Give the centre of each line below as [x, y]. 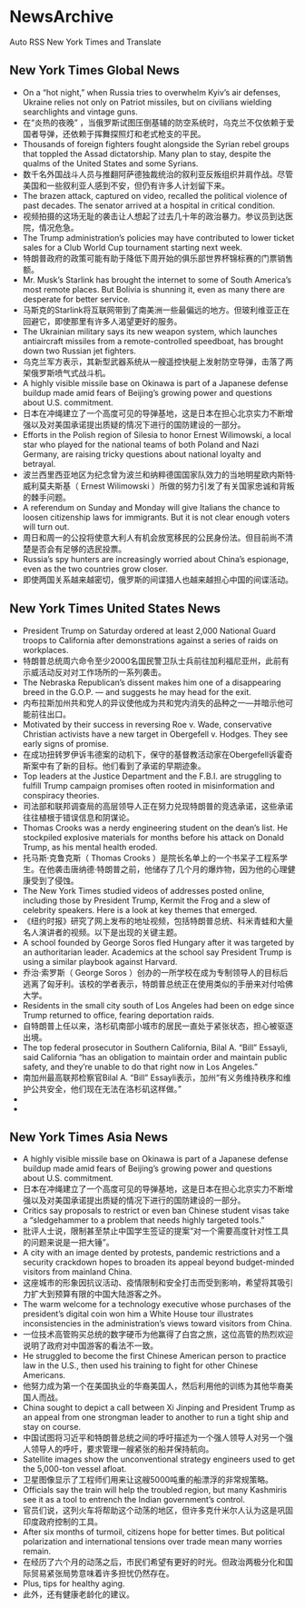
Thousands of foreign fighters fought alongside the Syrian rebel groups [156, 144]
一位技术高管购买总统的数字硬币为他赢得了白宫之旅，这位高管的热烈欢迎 [157, 1335]
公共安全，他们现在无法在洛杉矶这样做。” [106, 1088]
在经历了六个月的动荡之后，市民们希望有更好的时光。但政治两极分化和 [154, 1562]
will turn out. [46, 526]
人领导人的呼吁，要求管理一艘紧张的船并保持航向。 [118, 1449]
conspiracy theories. [61, 795]
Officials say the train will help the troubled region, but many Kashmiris [155, 1490]
